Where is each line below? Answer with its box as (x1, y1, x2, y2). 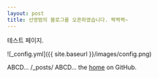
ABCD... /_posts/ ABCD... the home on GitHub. (7, 63, 137, 71)
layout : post (7, 10, 44, 17)
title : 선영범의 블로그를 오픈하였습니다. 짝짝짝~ (7, 16, 129, 23)
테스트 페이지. (7, 36, 44, 44)
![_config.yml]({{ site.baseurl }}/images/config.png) (7, 49, 152, 58)
